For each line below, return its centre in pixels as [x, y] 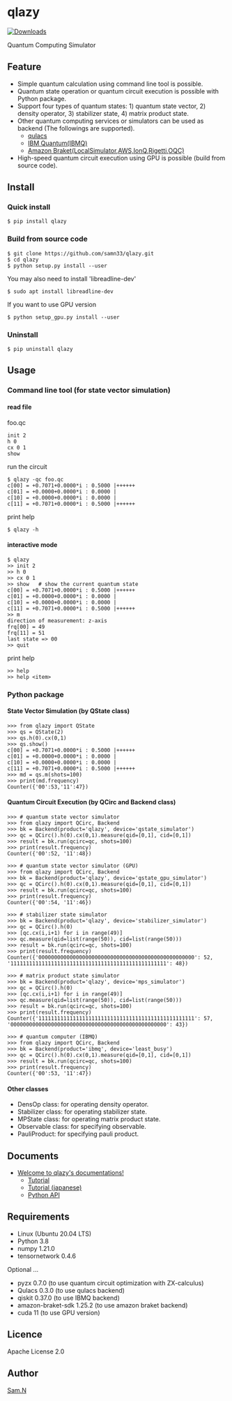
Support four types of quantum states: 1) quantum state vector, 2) [111, 106]
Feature [24, 67]
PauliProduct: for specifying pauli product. [78, 1134]
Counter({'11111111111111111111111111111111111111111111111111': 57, [110, 1019]
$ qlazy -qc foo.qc [36, 479]
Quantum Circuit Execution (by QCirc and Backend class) [92, 802]
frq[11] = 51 [26, 633]
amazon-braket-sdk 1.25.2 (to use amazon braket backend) [102, 1305]
